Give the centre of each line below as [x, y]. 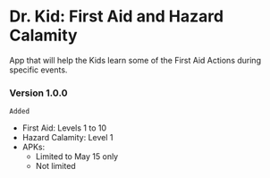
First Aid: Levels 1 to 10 [64, 128]
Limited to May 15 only [77, 157]
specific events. [38, 70]
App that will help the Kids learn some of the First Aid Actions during [135, 60]
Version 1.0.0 [38, 93]
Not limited [55, 166]
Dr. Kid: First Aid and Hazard [117, 17]
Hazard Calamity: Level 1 [67, 138]
